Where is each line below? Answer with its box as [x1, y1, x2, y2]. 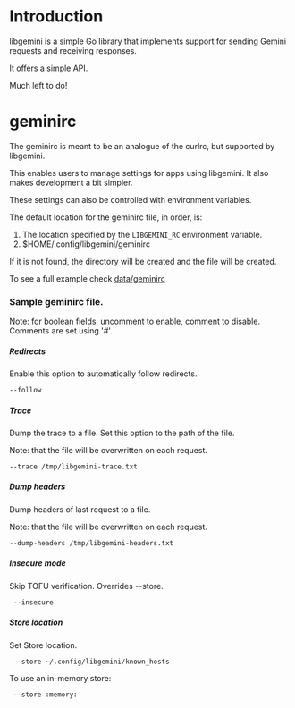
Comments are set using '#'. [9, 325, 114, 336]
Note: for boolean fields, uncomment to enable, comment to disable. [9, 316, 261, 327]
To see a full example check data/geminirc [9, 273, 165, 283]
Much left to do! [9, 80, 68, 90]
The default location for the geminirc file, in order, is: [9, 212, 203, 223]
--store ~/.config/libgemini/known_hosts [13, 657, 170, 666]
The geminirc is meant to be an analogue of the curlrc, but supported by [9, 140, 275, 151]
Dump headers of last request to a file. [9, 503, 151, 515]
